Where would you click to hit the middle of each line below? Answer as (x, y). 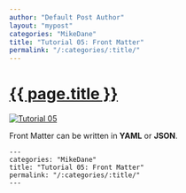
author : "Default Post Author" (67, 17)
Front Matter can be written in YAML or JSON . (94, 136)
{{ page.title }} (64, 94)
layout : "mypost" (41, 26)
